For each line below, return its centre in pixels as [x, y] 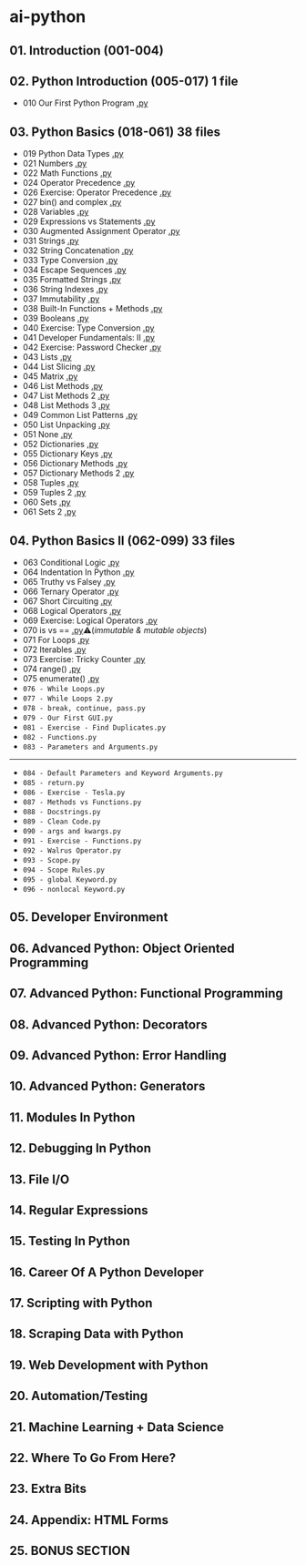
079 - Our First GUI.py [68, 718]
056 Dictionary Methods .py [75, 464]
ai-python [48, 17]
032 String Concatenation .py [78, 251]
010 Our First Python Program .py [85, 103]
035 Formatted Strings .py [71, 280]
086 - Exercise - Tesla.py [74, 793]
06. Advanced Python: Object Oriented [122, 948]
